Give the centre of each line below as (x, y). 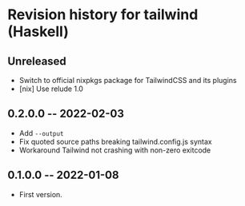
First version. (41, 194)
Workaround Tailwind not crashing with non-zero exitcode (115, 150)
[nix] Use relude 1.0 (51, 89)
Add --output (41, 133)
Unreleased (37, 61)
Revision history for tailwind (103, 15)
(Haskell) (38, 32)
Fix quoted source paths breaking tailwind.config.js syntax (116, 141)
